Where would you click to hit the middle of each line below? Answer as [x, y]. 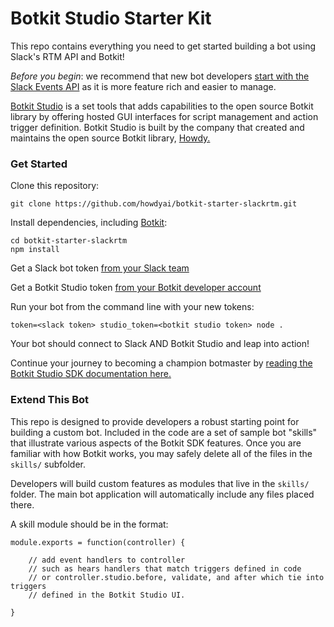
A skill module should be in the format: [89, 524]
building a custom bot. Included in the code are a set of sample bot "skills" [164, 432]
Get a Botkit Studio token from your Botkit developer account [136, 288]
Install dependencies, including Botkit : [89, 223]
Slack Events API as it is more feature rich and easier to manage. [143, 86]
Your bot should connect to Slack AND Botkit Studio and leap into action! [160, 344]
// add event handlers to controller [107, 560]
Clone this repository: [55, 186]
